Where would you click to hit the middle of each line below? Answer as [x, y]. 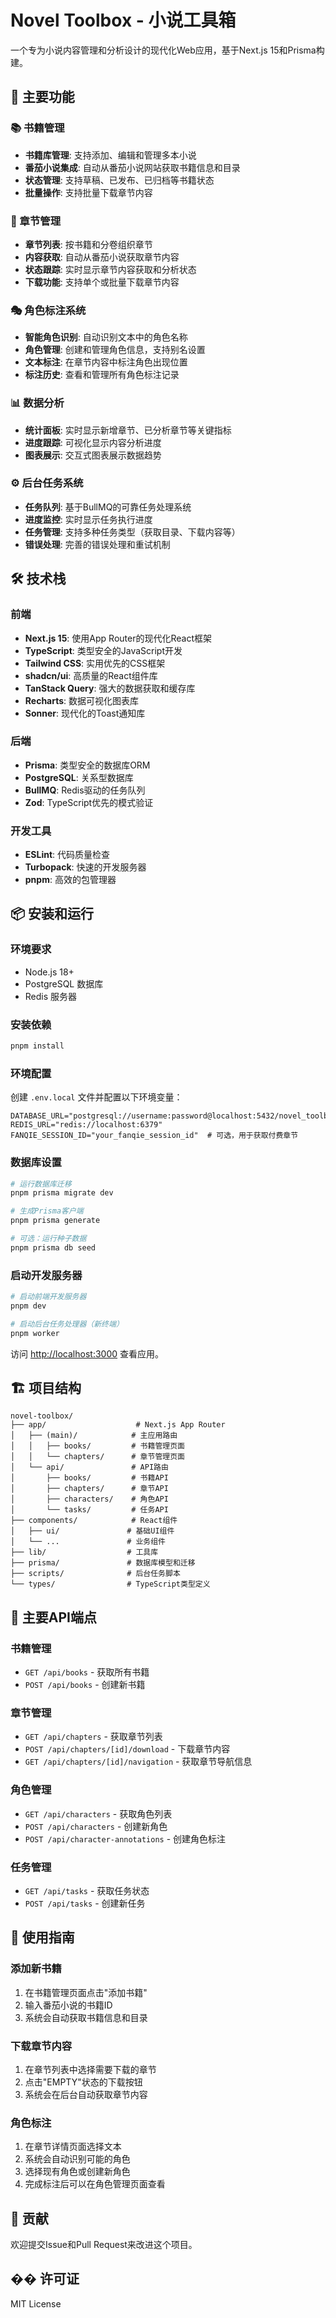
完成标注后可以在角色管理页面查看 [95, 2184]
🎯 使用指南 [42, 1937]
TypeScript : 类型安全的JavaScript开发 [103, 650]
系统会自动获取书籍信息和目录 [86, 2017]
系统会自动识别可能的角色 [77, 2159]
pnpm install [37, 1046]
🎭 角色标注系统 [48, 310]
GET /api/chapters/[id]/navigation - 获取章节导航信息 [138, 1762]
